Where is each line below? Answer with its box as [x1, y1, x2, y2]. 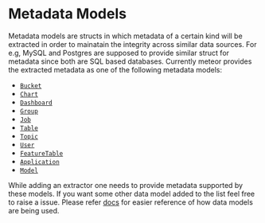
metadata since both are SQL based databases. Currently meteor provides [8, 57, 252, 66]
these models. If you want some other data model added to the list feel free [8, 189, 255, 198]
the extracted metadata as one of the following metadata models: [8, 65, 223, 74]
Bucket [19, 81, 42, 90]
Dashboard [19, 99, 53, 107]
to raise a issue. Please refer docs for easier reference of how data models [8, 197, 253, 207]
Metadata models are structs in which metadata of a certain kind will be [8, 31, 243, 41]
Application [19, 158, 60, 166]
